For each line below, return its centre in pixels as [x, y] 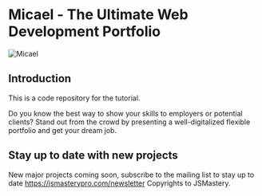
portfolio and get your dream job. [63, 130]
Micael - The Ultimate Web [99, 15]
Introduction [40, 78]
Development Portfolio [85, 31]
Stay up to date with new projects [93, 156]
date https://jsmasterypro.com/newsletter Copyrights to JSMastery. [119, 183]
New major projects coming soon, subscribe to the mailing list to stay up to [131, 174]
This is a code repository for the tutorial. [74, 98]
